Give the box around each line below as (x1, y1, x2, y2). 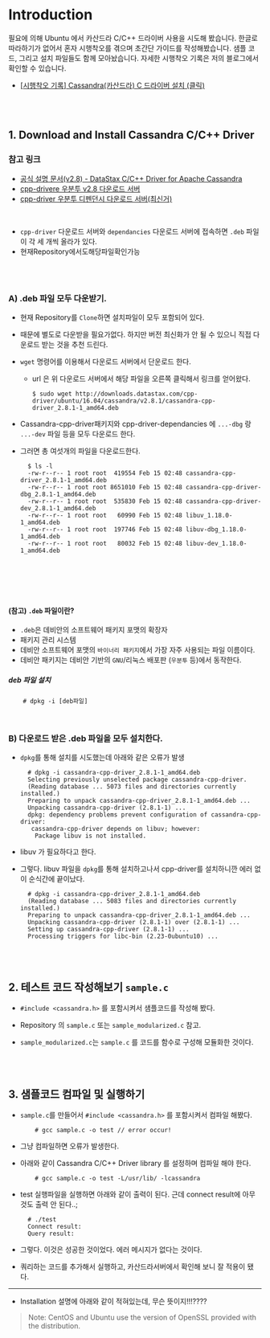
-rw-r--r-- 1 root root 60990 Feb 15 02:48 (27, 511, 182, 519)
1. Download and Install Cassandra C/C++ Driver (8, 129, 255, 142)
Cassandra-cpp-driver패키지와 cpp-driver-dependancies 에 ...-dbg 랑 (19, 419, 252, 428)
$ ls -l (27, 462, 54, 470)
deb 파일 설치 (8, 675, 51, 685)
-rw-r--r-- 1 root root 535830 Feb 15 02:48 (27, 497, 182, 505)
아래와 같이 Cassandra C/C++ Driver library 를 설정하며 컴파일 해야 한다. (19, 1159, 252, 1168)
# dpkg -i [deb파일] (22, 698, 88, 706)
